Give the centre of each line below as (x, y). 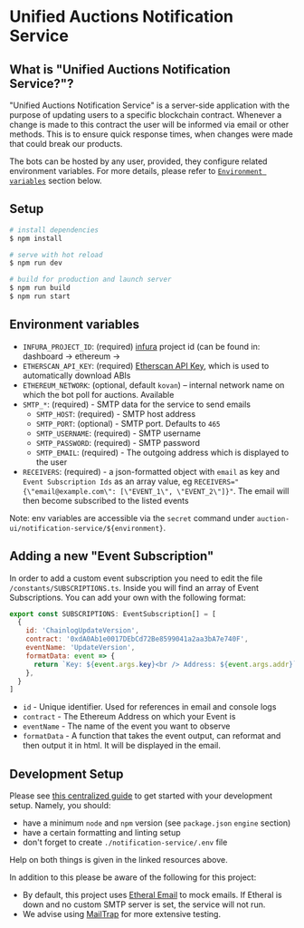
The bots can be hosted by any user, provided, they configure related (138, 161)
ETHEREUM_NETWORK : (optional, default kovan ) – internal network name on (153, 385)
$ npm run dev (36, 263)
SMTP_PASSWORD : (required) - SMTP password (118, 442)
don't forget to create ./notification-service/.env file (125, 842)
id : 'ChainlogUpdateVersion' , (83, 631)
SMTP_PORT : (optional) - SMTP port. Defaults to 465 (128, 423)
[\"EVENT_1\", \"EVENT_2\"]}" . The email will (204, 490)
